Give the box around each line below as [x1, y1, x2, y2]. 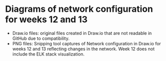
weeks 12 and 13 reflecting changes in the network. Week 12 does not [12, 46, 155, 52]
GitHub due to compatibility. [12, 35, 70, 41]
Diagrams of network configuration [5, 3, 153, 15]
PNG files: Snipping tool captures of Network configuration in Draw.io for [12, 40, 161, 46]
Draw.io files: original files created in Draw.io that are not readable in [12, 30, 152, 36]
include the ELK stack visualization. [12, 51, 85, 57]
